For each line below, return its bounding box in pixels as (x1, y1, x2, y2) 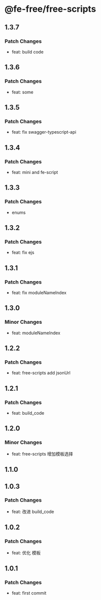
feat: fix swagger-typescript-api (11, 129, 76, 135)
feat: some (11, 89, 34, 95)
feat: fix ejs (11, 250, 35, 256)
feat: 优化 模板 (11, 549, 41, 556)
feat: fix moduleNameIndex (11, 290, 67, 295)
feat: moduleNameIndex (11, 330, 61, 336)
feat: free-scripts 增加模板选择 (11, 451, 73, 457)
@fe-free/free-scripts (4, 3, 96, 15)
